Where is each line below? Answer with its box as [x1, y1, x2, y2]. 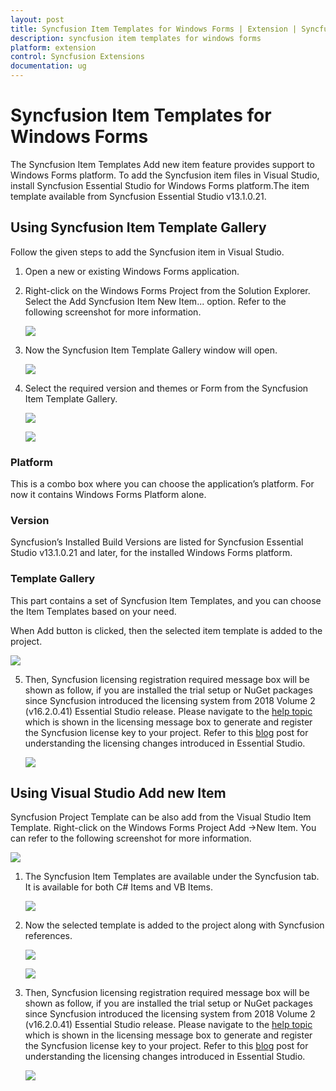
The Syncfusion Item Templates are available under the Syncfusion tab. [24, 871, 320, 883]
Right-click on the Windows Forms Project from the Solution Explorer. [24, 284, 311, 296]
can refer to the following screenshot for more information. [10, 832, 252, 845]
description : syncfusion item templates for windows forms [10, 33, 262, 43]
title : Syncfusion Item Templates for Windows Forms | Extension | [10, 24, 298, 34]
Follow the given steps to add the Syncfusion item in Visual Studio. [10, 246, 285, 258]
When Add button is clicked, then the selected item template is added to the [10, 624, 323, 636]
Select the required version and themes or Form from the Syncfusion [24, 382, 309, 394]
